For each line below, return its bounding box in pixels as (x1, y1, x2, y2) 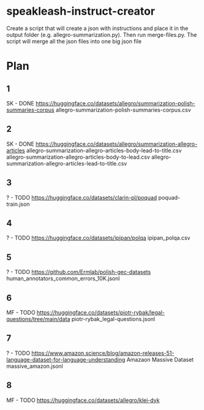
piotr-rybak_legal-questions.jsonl (71, 316, 155, 322)
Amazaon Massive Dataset (126, 355, 194, 363)
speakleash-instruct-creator (6, 4, 155, 18)
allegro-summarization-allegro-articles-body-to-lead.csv (6, 153, 150, 161)
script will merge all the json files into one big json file (6, 37, 142, 45)
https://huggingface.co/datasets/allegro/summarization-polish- (36, 99, 195, 107)
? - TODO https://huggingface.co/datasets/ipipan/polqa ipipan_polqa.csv (6, 234, 191, 241)
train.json (6, 200, 30, 208)
